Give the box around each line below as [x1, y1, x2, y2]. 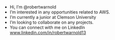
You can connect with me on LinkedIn [9, 25, 85, 30]
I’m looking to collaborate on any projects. [9, 19, 94, 25]
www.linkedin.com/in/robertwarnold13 [9, 30, 86, 35]
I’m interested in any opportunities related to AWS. [9, 9, 110, 15]
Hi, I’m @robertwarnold [9, 4, 57, 10]
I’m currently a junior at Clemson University [9, 14, 96, 20]
